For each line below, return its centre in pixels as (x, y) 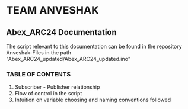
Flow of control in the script (48, 94)
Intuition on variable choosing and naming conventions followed (93, 100)
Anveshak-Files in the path (39, 53)
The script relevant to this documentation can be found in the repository (94, 46)
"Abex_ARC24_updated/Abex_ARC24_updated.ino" (68, 59)
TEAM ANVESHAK (52, 10)
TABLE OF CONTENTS (39, 74)
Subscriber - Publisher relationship (57, 87)
